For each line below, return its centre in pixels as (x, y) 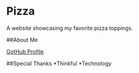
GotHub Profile (25, 51)
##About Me (22, 40)
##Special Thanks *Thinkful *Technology (59, 63)
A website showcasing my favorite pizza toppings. (70, 28)
